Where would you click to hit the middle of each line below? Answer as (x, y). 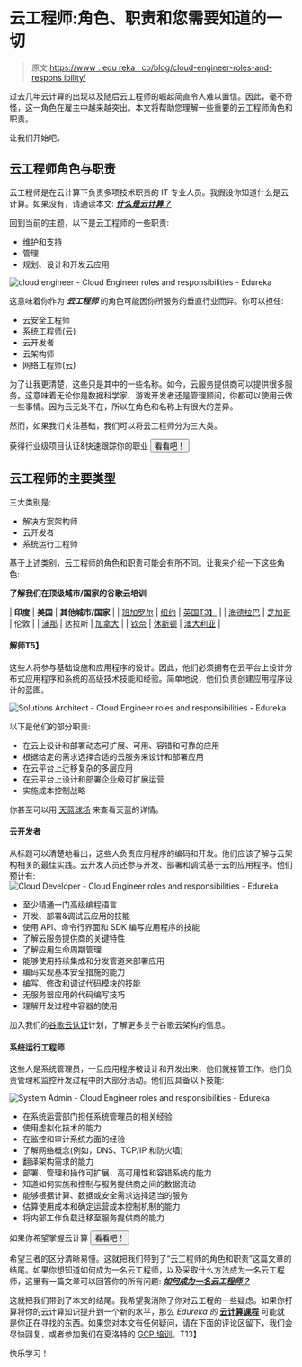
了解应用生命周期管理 (62, 949)
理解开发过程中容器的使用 (70, 1005)
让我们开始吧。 (37, 138)
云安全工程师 (46, 319)
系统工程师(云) (49, 331)
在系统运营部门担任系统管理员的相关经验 (97, 1117)
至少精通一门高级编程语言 (70, 904)
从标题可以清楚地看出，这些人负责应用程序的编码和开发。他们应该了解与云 (147, 853)
